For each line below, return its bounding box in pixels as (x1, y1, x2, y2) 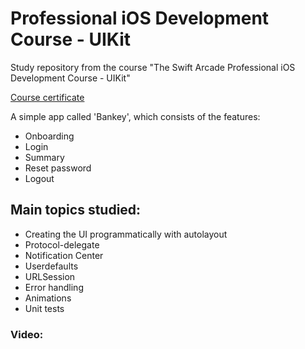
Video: (10, 327, 44, 341)
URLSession (24, 270, 76, 282)
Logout (24, 172, 55, 184)
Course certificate (10, 91, 85, 103)
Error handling (24, 281, 84, 293)
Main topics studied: (10, 202, 142, 219)
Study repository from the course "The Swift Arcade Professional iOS (10, 61, 296, 73)
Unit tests (24, 302, 65, 314)
